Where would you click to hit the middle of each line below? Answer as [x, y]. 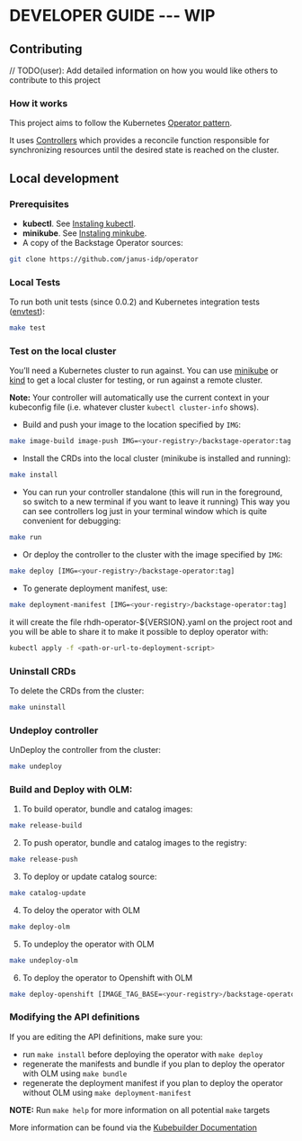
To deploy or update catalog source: [89, 876]
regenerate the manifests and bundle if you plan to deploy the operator [153, 1064]
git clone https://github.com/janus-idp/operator [104, 259]
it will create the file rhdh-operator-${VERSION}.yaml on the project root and [151, 621]
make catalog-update [48, 892]
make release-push [44, 860]
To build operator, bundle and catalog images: [107, 809]
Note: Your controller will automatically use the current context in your [139, 398]
